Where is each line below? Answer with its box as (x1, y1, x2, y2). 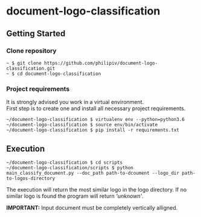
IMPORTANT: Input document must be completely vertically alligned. (6, 204, 178, 211)
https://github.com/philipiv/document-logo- (44, 60, 158, 66)
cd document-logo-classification (17, 71, 101, 77)
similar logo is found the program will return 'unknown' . (6, 192, 144, 199)
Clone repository (6, 47, 57, 55)
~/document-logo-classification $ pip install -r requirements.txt (6, 127, 180, 134)
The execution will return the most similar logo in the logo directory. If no (6, 186, 187, 193)
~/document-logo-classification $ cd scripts (6, 159, 123, 166)
